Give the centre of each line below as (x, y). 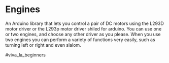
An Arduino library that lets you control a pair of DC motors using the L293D (84, 23)
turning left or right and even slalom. (43, 45)
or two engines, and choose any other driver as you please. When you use (83, 34)
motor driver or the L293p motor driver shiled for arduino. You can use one (83, 28)
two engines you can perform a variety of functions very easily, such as (80, 40)
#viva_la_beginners (25, 55)
